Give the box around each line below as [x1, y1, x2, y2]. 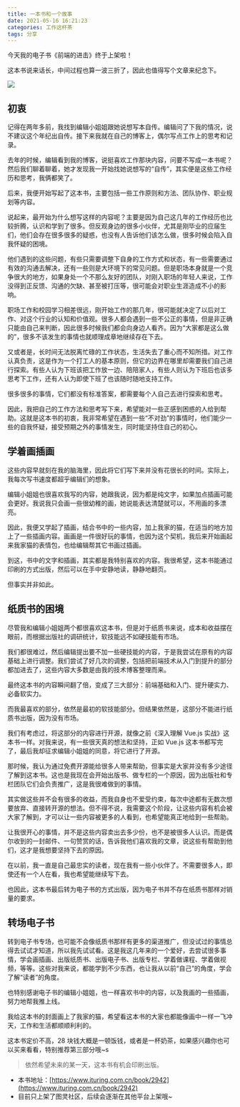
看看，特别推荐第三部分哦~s [26, 1045, 109, 1053]
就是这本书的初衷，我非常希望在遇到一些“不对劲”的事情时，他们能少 [26, 414, 226, 422]
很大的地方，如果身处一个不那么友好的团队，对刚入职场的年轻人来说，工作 [13, 273, 233, 281]
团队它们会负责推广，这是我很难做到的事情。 [13, 779, 145, 788]
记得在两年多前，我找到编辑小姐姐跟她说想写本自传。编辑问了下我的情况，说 [7, 123, 233, 131]
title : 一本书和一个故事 [7, 10, 73, 18]
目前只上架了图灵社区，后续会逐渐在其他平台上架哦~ [17, 1092, 173, 1101]
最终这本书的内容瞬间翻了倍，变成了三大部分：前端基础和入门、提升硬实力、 [7, 680, 233, 689]
